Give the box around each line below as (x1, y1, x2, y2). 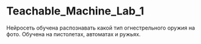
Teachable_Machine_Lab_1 (6, 4, 145, 18)
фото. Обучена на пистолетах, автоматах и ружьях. (6, 30, 141, 37)
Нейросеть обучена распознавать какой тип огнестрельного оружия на (6, 24, 196, 31)
